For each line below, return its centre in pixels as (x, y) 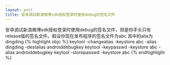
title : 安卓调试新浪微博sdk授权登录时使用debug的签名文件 (60, 15)
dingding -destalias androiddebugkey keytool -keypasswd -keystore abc (81, 47)
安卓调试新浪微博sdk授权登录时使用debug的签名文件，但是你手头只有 (78, 29)
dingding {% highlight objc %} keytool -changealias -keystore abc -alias (81, 41)
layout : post (19, 10)
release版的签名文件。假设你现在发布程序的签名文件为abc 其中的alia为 (79, 36)
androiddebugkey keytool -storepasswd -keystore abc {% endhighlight (90, 52)
